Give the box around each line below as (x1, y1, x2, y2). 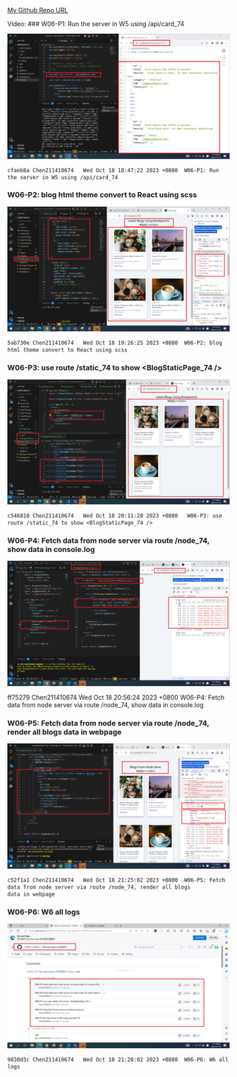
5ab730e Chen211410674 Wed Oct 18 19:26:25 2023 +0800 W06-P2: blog (7, 339, 222, 347)
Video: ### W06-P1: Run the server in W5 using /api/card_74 (7, 20, 185, 28)
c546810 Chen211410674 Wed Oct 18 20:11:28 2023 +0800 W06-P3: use (7, 512, 222, 519)
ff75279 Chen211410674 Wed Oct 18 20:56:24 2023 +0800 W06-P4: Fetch (7, 693, 224, 702)
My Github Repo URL (7, 6, 68, 14)
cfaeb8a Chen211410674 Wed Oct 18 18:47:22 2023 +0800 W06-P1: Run (7, 167, 219, 174)
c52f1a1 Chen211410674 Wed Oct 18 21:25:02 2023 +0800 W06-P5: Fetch (7, 877, 226, 884)
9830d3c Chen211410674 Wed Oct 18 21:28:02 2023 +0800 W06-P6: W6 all (7, 1057, 229, 1064)
